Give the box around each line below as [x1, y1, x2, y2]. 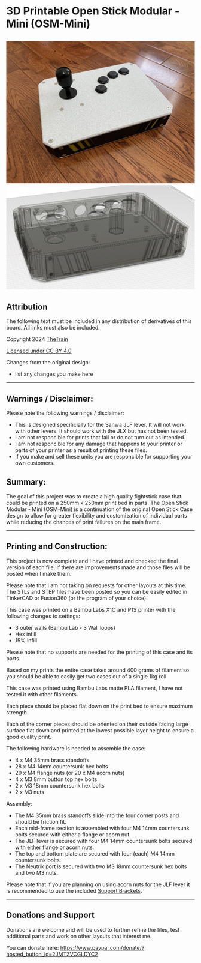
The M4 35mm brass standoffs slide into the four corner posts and [14, 812, 179, 819]
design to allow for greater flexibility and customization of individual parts [6, 512, 187, 519]
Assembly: [6, 800, 32, 807]
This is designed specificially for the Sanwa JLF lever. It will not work [14, 421, 185, 429]
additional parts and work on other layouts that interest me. [6, 932, 152, 940]
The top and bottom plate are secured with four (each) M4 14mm [14, 850, 175, 857]
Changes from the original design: [6, 359, 90, 366]
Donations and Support [6, 910, 95, 920]
